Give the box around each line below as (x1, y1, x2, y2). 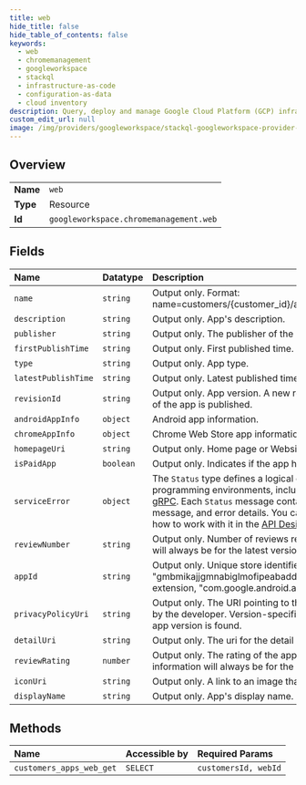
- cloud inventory (17, 98, 88, 108)
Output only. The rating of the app (151, 648, 298, 661)
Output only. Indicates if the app (151, 457, 290, 470)
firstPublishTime (14, 343, 89, 354)
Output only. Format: (151, 286, 240, 299)
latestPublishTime (14, 373, 94, 383)
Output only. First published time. (151, 342, 294, 355)
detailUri (14, 635, 56, 646)
